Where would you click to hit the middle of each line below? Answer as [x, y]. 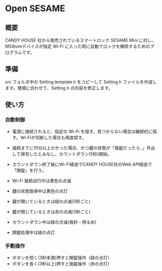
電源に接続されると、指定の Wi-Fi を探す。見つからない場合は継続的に [82, 131]
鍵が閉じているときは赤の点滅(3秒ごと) [51, 212]
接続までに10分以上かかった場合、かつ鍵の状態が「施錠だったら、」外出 [84, 148]
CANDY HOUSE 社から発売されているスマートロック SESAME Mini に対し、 [81, 40]
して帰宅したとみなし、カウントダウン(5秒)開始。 [62, 154]
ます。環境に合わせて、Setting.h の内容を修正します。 [59, 88]
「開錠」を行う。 [29, 170]
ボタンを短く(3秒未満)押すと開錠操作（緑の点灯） [62, 257]
